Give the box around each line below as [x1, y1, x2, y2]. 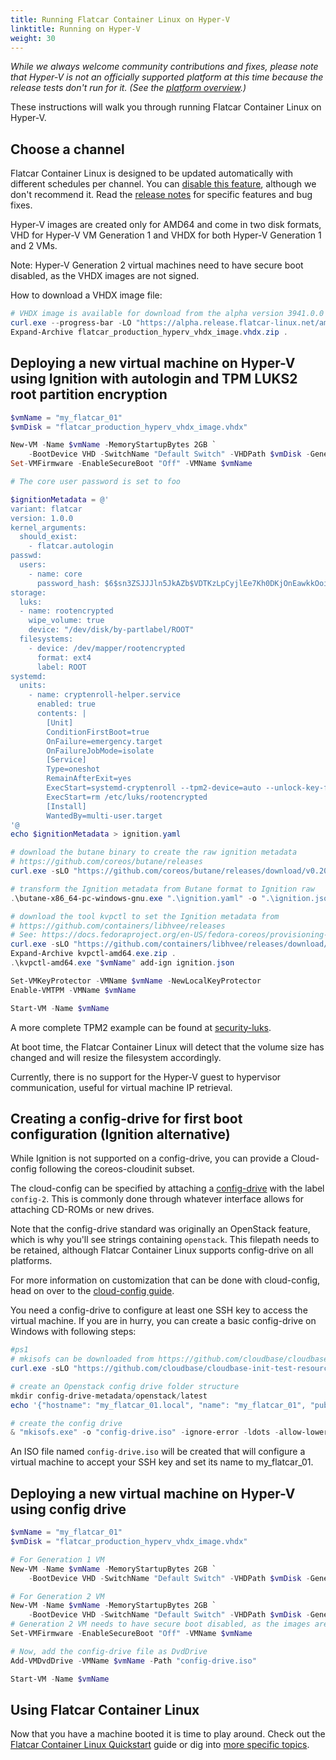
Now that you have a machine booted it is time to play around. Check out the [10, 1728, 326, 1740]
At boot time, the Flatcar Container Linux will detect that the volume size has [10, 1041, 325, 1053]
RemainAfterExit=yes [46, 774, 132, 784]
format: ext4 [36, 652, 92, 663]
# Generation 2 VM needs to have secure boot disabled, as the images [10, 1619, 311, 1630]
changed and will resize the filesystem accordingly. [10, 1051, 222, 1063]
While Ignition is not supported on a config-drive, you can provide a [10, 1152, 289, 1165]
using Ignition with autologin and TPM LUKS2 [10, 371, 298, 388]
